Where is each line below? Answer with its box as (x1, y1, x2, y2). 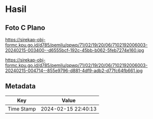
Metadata (5, 82, 36, 90)
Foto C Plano (5, 23, 45, 32)
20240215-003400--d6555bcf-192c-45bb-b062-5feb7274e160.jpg (5, 47, 145, 53)
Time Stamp (7, 105, 36, 112)
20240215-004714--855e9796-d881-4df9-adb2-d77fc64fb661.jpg (5, 67, 143, 73)
